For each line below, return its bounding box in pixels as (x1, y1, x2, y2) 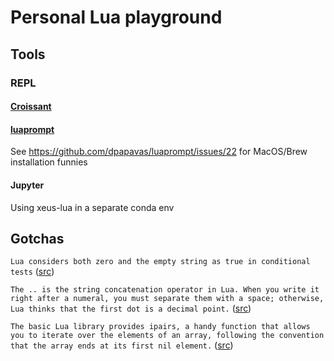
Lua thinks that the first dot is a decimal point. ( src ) (10, 302, 252, 315)
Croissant (10, 101, 52, 113)
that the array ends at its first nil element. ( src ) (10, 339, 234, 351)
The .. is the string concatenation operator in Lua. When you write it (10, 285, 320, 295)
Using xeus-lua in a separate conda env (10, 201, 175, 213)
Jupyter (10, 179, 45, 191)
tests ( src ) (10, 266, 55, 278)
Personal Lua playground (10, 6, 223, 29)
